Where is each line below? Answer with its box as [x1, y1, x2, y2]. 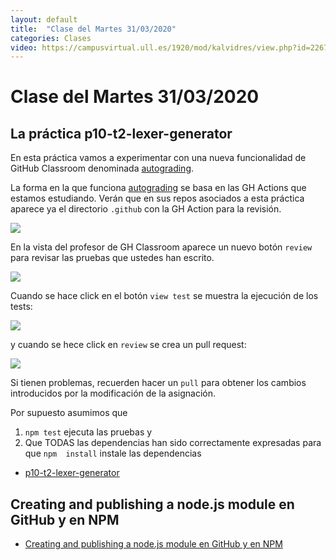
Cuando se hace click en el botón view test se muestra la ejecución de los [10, 290, 319, 302]
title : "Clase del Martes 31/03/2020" [10, 24, 177, 34]
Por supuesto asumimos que [10, 407, 128, 419]
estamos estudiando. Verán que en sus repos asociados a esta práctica [10, 192, 305, 205]
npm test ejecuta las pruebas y [24, 426, 153, 438]
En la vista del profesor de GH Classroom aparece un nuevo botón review [10, 241, 313, 253]
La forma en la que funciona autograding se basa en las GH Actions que [10, 182, 307, 194]
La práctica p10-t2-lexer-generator [10, 125, 233, 142]
